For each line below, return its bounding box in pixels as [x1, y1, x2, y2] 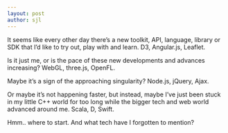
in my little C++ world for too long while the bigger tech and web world [7, 97, 209, 105]
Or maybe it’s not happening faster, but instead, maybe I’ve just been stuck [7, 90, 221, 99]
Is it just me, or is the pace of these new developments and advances [7, 56, 206, 64]
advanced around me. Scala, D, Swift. [7, 105, 114, 113]
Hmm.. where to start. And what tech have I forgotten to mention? [7, 118, 195, 126]
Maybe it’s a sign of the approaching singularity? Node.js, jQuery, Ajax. [7, 76, 209, 85]
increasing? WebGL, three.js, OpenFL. [7, 63, 116, 72]
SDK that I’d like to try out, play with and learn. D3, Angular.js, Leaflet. [7, 43, 206, 51]
